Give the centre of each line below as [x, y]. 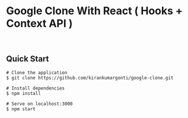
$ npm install [24, 93]
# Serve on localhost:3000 [39, 104]
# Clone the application [37, 72]
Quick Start [28, 59]
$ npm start [21, 109]
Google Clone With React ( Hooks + [94, 11]
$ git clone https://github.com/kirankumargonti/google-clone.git [90, 78]
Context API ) [39, 23]
